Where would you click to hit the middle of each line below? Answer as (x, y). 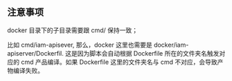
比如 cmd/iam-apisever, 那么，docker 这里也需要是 (80, 45)
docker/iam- (171, 45)
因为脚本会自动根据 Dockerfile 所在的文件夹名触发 (148, 53)
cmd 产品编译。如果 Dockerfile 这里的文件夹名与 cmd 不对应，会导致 (119, 62)
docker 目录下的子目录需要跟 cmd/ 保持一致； (73, 30)
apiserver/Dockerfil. (35, 53)
